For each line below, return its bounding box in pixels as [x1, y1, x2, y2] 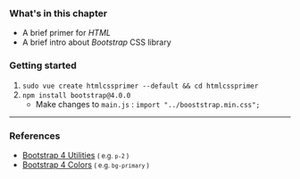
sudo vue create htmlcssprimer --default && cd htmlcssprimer [21, 81, 259, 90]
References [9, 129, 61, 141]
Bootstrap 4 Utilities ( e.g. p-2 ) [21, 149, 129, 160]
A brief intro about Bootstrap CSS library [21, 37, 171, 47]
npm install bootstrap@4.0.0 [21, 90, 131, 100]
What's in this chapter [9, 7, 108, 20]
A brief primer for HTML [21, 28, 112, 38]
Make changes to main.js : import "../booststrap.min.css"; [35, 98, 261, 109]
